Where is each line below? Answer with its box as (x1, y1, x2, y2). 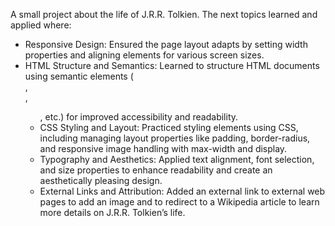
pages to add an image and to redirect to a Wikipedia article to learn (39, 196, 320, 208)
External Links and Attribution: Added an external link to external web (39, 185, 326, 197)
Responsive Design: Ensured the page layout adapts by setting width (24, 39, 308, 50)
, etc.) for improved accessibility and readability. (39, 111, 239, 123)
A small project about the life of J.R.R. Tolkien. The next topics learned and (10, 9, 318, 20)
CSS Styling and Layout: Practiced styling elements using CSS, (39, 122, 299, 133)
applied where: (10, 19, 72, 31)
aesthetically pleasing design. (39, 175, 163, 186)
